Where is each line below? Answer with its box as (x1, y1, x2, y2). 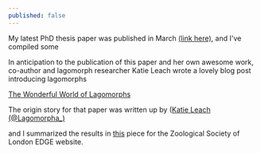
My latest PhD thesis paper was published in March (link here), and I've (8, 33, 242, 43)
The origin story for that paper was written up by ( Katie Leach (8, 105, 211, 114)
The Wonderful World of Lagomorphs (8, 89, 131, 99)
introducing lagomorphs (8, 74, 88, 83)
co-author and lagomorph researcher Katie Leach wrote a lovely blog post (8, 65, 251, 75)
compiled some (8, 41, 59, 52)
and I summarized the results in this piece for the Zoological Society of (8, 128, 240, 138)
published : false (8, 11, 66, 20)
